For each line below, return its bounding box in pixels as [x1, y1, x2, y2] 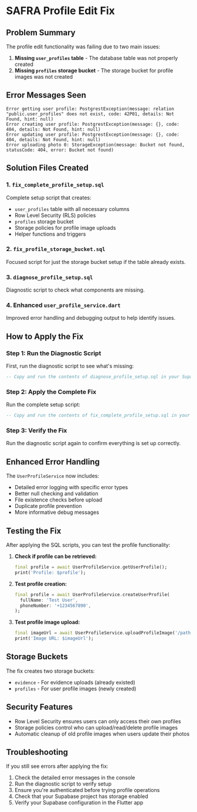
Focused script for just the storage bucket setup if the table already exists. [6, 258, 186, 265]
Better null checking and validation [14, 490, 98, 497]
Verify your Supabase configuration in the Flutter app [14, 799, 144, 806]
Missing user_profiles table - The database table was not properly [14, 55, 178, 61]
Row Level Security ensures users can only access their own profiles [14, 717, 181, 724]
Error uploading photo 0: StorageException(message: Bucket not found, [6, 142, 185, 148]
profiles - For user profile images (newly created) [14, 685, 137, 692]
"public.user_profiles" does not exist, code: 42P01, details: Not [6, 111, 175, 117]
